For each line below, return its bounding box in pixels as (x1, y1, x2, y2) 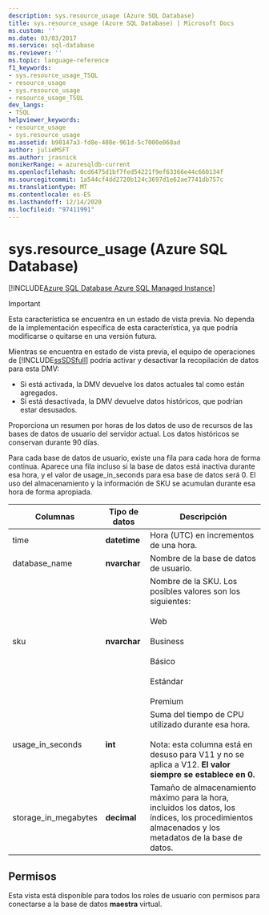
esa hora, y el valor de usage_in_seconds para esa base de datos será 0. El (8, 470, 256, 480)
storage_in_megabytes (12, 812, 98, 824)
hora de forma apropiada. (8, 487, 93, 497)
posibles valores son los (149, 586, 241, 597)
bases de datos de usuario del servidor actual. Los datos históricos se (8, 429, 240, 439)
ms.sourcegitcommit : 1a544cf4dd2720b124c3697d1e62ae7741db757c (8, 175, 224, 184)
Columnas (34, 511, 75, 522)
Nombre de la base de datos (149, 553, 256, 564)
